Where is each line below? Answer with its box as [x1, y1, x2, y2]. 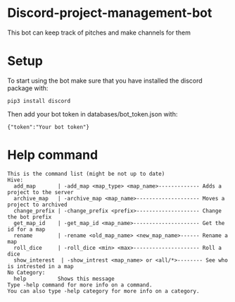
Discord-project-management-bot [7, 5, 212, 21]
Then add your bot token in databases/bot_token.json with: [7, 109, 178, 118]
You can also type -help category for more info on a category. [7, 287, 200, 294]
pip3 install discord [7, 97, 71, 104]
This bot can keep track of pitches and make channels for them [7, 28, 191, 37]
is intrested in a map [7, 262, 74, 270]
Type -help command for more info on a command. [7, 281, 153, 289]
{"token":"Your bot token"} [7, 123, 90, 131]
